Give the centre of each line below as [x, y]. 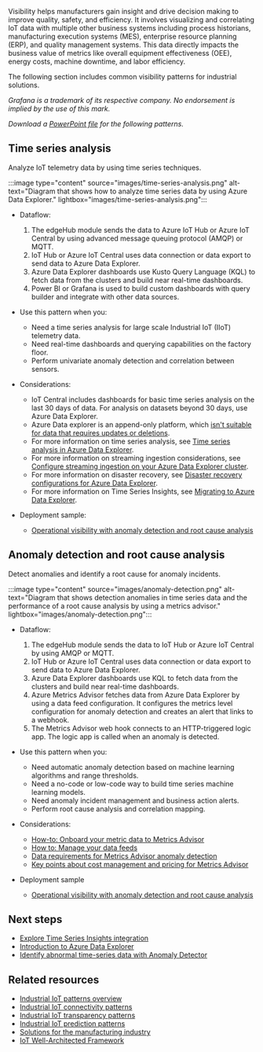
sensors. [45, 369]
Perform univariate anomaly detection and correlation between [133, 360]
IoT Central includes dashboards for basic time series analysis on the [143, 399]
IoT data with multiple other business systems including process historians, [130, 28]
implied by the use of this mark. [59, 109]
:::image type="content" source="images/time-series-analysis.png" [118, 182]
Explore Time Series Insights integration [84, 938]
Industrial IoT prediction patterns [72, 1024]
